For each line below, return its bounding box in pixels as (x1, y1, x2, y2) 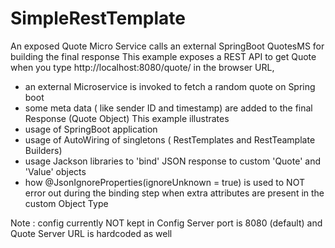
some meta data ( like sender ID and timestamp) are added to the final (24, 102, 313, 114)
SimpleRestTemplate (10, 7, 186, 30)
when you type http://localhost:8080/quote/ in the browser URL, (10, 61, 275, 73)
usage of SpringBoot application (24, 123, 158, 135)
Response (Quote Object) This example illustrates (24, 112, 230, 124)
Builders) (24, 144, 63, 156)
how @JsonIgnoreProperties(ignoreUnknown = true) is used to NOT (24, 176, 305, 188)
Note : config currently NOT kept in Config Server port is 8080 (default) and (10, 217, 323, 229)
